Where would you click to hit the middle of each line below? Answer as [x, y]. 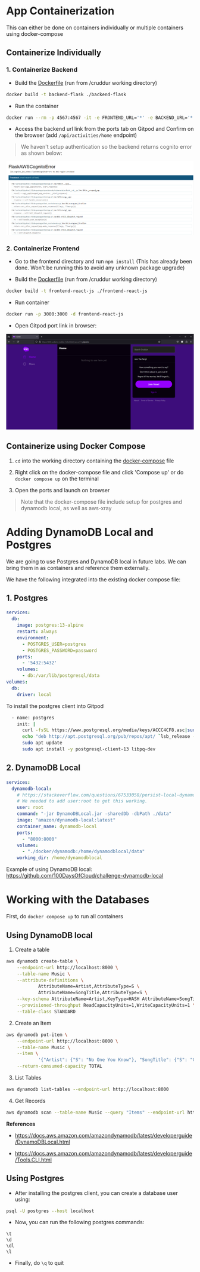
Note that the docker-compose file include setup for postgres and [101, 502]
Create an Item [33, 1023]
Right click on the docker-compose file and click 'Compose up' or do [99, 472]
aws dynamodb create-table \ [42, 961]
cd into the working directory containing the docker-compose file [94, 461]
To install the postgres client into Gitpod [55, 706]
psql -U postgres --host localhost [50, 1211]
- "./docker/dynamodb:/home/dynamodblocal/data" [83, 852]
